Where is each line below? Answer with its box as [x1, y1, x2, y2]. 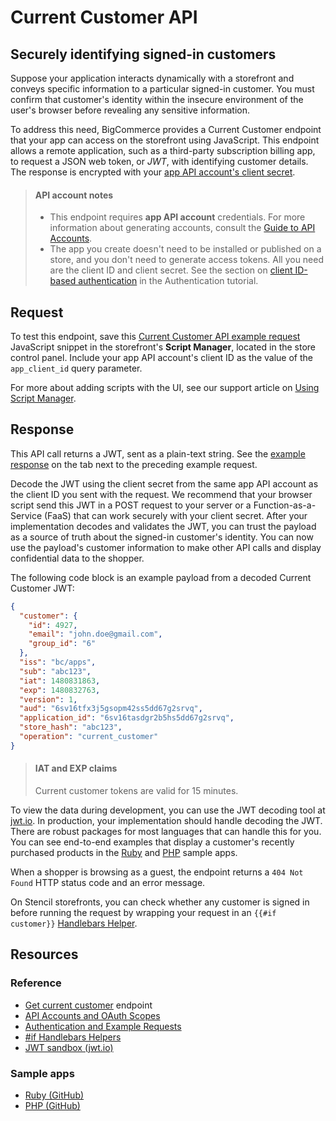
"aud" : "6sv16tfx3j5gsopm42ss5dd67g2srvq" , [19, 704, 203, 714]
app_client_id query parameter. [10, 362, 143, 375]
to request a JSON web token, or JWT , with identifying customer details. [10, 156, 309, 167]
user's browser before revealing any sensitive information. [10, 104, 251, 116]
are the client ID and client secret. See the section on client [49, 264, 293, 276]
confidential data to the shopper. [10, 552, 145, 564]
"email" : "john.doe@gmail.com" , [28, 629, 163, 640]
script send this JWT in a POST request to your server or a [10, 499, 252, 511]
